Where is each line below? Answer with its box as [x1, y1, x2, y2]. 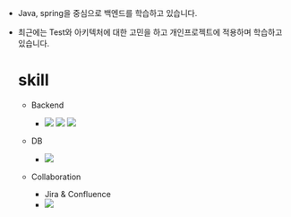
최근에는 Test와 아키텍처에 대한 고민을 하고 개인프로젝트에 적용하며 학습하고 [17, 27, 283, 38]
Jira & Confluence [44, 188, 112, 199]
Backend [30, 100, 64, 110]
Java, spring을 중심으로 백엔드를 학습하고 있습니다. [17, 8, 198, 18]
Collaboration [30, 171, 81, 182]
